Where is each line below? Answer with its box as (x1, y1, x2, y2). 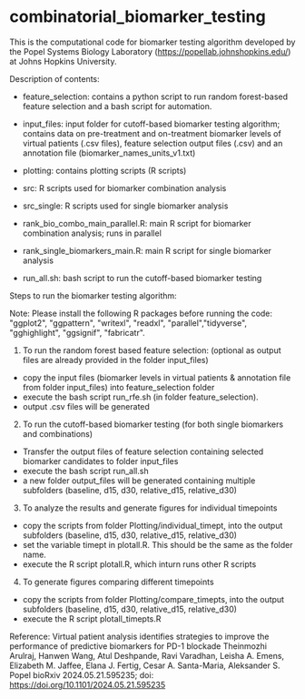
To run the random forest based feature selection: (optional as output (22, 344, 281, 356)
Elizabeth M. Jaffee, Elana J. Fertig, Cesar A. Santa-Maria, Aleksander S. (9, 660, 280, 671)
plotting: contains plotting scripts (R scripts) (22, 165, 187, 176)
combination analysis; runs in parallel (22, 228, 162, 238)
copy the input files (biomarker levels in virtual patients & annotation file (22, 371, 291, 383)
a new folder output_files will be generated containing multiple (22, 475, 256, 486)
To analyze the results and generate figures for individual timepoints (22, 502, 278, 513)
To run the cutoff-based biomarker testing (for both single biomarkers (22, 419, 284, 430)
